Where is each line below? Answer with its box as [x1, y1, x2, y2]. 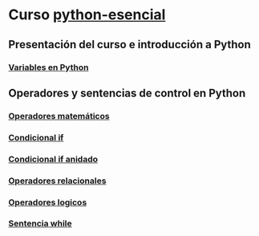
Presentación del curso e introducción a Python [8, 38, 251, 51]
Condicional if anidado [8, 153, 99, 165]
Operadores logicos [8, 197, 87, 208]
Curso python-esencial [8, 6, 166, 24]
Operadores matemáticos [8, 110, 110, 121]
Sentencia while [8, 218, 72, 230]
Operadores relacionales [8, 175, 107, 186]
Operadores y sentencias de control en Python [8, 86, 246, 100]
